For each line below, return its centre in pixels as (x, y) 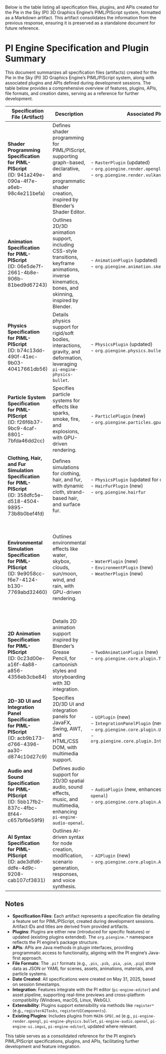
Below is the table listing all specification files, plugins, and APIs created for (82, 7)
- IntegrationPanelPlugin (121, 723)
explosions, (66, 431)
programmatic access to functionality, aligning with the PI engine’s (80, 953)
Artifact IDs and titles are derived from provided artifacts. (70, 926)
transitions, (65, 257)
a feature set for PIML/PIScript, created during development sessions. (83, 921)
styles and (64, 671)
